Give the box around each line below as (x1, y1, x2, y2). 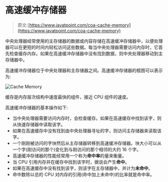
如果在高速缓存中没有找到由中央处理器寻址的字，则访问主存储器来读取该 (12, 127, 161, 133)
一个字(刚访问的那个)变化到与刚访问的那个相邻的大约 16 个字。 (12, 146, 141, 152)
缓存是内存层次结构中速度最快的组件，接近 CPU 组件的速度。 (5, 93, 131, 100)
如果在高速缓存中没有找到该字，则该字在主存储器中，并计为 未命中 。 (12, 165, 153, 171)
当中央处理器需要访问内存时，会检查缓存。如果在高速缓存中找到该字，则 (12, 115, 161, 121)
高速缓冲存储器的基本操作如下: (5, 104, 68, 110)
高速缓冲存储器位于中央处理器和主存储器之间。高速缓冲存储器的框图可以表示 (5, 67, 163, 73)
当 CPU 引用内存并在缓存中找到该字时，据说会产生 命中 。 (12, 158, 130, 165)
